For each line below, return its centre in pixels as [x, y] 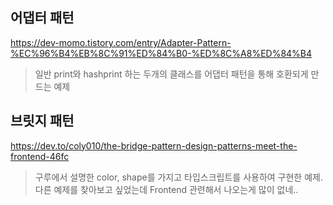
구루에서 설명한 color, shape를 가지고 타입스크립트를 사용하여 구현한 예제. [178, 177]
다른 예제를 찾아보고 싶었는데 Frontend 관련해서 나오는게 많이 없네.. [166, 189]
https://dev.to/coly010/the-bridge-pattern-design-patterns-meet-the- [154, 145]
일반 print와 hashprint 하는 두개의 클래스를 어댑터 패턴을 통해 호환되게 [171, 74]
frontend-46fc [40, 156]
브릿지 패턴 [42, 121]
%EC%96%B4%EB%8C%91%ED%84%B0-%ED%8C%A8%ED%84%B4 [161, 53]
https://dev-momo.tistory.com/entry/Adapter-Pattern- [121, 42]
